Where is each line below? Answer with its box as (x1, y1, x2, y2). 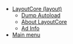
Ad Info (21, 24, 40, 32)
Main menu (12, 31, 41, 38)
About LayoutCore (21, 18, 68, 25)
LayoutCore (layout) (12, 5, 63, 12)
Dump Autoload (21, 12, 61, 19)
